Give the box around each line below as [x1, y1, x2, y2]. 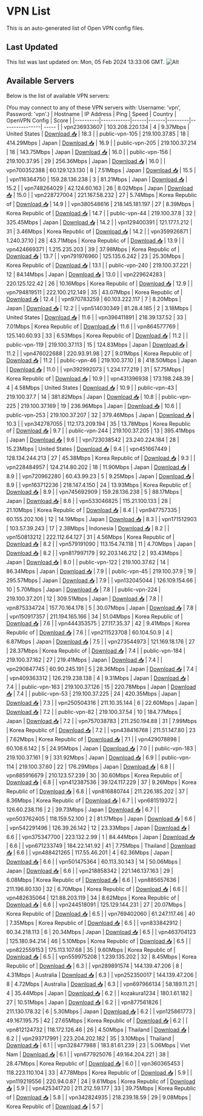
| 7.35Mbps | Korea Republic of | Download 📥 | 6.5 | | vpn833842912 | [6, 919, 182, 926]
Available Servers [6, 76, 75, 86]
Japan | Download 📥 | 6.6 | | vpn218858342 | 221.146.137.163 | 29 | [6, 867, 174, 874]
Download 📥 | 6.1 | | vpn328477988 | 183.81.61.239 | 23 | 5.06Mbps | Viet [6, 1041, 190, 1048]
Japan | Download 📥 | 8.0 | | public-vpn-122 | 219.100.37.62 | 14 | [6, 558, 170, 566]
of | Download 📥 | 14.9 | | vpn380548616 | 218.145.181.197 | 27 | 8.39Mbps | [6, 200, 195, 207]
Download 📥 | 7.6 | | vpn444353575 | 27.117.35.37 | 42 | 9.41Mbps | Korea [6, 619, 190, 627]
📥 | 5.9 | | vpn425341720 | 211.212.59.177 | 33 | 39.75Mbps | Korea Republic [6, 1084, 196, 1092]
